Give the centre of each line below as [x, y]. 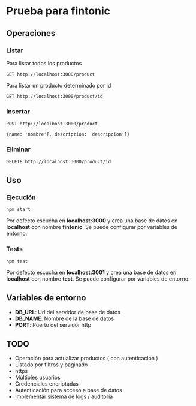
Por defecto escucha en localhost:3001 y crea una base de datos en [91, 273]
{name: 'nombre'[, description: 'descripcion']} [68, 134]
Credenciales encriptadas [47, 384]
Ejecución [21, 197]
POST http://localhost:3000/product [52, 124]
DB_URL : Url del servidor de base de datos [68, 312]
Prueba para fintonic [58, 11]
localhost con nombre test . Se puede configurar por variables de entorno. [98, 279]
